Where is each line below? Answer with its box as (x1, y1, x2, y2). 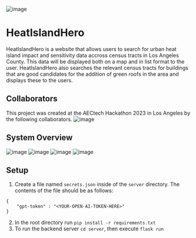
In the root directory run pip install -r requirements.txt (14, 219, 156, 226)
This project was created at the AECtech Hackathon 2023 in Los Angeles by (6, 109, 191, 116)
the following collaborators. (6, 115, 72, 123)
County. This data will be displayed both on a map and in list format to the (6, 58, 185, 65)
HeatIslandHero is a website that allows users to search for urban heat (6, 45, 177, 52)
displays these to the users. (6, 76, 73, 83)
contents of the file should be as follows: (14, 187, 114, 194)
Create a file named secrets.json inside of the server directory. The (14, 181, 180, 188)
